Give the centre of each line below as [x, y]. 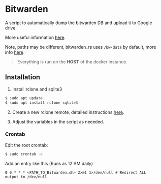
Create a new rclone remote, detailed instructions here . [68, 112]
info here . [15, 52]
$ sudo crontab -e [24, 154]
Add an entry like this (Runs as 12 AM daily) [49, 163]
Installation [23, 77]
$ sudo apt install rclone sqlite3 [42, 103]
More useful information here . [35, 37]
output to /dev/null [26, 177]
